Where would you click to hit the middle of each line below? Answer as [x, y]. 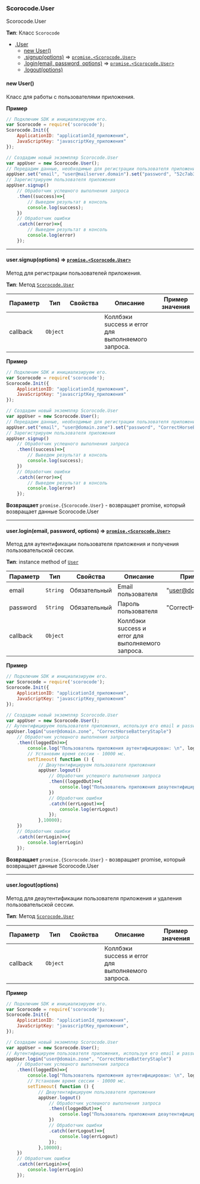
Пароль [129, 604]
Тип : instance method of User [43, 562]
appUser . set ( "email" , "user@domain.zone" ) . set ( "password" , [81, 427]
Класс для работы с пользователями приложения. [71, 97]
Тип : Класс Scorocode [33, 33]
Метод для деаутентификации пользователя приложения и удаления [94, 898]
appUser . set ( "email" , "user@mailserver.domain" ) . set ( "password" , [89, 174]
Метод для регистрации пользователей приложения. [74, 273]
